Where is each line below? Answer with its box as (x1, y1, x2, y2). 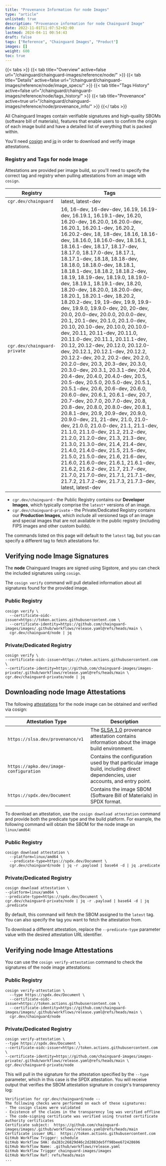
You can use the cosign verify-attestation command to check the (5, 959, 143, 965)
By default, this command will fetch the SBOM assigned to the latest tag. (5, 911, 155, 917)
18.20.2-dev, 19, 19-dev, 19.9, (61, 299, 137, 305)
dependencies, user (90, 772, 137, 778)
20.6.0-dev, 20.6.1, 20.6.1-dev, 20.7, (61, 391, 152, 398)
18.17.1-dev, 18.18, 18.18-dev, (61, 255, 138, 262)
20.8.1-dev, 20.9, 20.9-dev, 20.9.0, (61, 410, 147, 417)
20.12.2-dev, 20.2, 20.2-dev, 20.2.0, (61, 354, 150, 361)
